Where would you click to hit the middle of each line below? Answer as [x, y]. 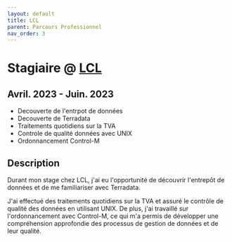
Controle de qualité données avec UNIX [75, 134]
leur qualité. [25, 231]
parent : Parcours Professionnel [54, 27]
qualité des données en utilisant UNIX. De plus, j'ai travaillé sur [98, 209]
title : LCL [23, 20]
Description [33, 163]
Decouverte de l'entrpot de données [70, 111]
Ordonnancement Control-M [58, 141]
